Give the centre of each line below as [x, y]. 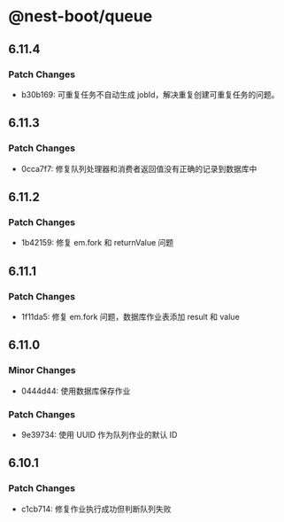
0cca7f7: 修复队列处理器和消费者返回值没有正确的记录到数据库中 [139, 168]
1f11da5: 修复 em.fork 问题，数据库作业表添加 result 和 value [130, 316]
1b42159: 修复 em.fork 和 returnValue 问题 [97, 243]
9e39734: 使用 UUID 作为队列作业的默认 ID [99, 434]
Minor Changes [42, 370]
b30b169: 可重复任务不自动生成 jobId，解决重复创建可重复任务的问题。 [150, 94]
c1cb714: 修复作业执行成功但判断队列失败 [96, 509]
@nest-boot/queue [81, 16]
